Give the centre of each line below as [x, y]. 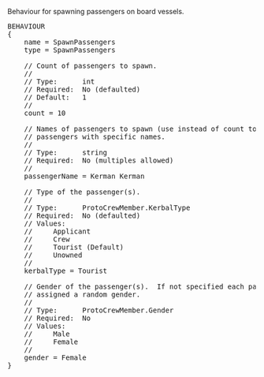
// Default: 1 [56, 97]
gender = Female [56, 358]
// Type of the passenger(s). [82, 192]
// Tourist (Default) [74, 247]
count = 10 [45, 113]
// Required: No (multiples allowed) [99, 161]
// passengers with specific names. [95, 137]
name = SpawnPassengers [70, 42]
